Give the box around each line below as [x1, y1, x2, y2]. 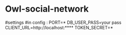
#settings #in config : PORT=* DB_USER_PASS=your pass [5, 19, 122, 25]
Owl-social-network [5, 3, 89, 15]
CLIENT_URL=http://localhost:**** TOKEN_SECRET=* [5, 24, 113, 30]
